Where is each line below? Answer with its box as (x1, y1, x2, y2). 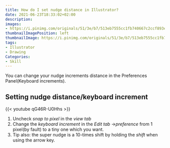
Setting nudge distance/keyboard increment (5, 93, 148, 101)
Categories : (5, 54, 30, 59)
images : (5, 21, 22, 27)
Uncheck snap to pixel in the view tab (12, 116, 92, 122)
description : (5, 17, 33, 22)
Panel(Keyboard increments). (5, 78, 66, 84)
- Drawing (5, 49, 26, 54)
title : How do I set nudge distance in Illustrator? (5, 7, 119, 13)
